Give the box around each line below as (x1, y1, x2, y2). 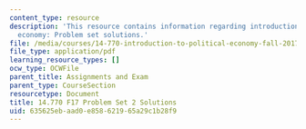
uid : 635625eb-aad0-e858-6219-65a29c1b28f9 (9, 106, 178, 115)
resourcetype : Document (9, 89, 100, 98)
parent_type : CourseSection (9, 81, 117, 90)
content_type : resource (9, 13, 100, 23)
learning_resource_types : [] (9, 55, 120, 64)
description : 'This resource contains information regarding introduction (9, 22, 300, 31)
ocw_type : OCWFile (9, 64, 79, 74)
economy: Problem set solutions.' (17, 30, 148, 39)
